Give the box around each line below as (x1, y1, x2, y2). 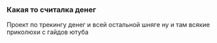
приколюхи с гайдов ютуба (6, 28, 89, 36)
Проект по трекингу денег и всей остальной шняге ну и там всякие (6, 21, 211, 29)
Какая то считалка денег (6, 5, 97, 15)
